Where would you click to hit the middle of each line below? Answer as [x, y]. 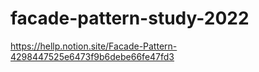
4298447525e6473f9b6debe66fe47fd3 [92, 56]
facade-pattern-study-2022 [130, 18]
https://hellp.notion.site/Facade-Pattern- [94, 46]
